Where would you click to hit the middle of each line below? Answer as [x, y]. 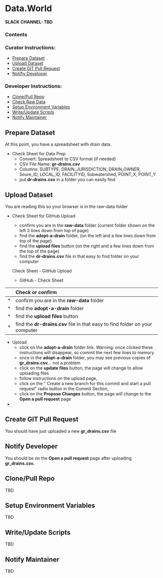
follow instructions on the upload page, [58, 378]
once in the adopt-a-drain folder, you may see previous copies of [85, 358]
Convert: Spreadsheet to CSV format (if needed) [68, 159]
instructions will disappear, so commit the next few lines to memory [87, 353]
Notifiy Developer [30, 74]
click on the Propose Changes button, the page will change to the [85, 394]
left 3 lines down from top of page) [54, 231]
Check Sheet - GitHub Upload [42, 271]
